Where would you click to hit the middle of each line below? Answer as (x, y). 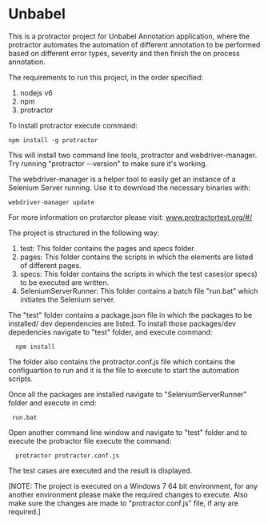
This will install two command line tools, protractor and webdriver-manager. (133, 155)
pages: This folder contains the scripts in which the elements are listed (136, 257)
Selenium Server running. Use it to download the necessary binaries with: (129, 187)
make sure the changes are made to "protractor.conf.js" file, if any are (123, 503)
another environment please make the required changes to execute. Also (128, 494)
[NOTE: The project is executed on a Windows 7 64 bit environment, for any (133, 485)
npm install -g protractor (53, 140)
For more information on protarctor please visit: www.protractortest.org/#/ (130, 217)
